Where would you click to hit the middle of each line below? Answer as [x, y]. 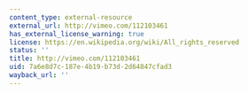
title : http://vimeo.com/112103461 [75, 58]
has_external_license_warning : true [77, 34]
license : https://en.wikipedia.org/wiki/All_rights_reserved [124, 42]
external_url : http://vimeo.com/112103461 [89, 26]
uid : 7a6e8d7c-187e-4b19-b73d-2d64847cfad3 [91, 67]
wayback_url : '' [39, 75]
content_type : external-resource [71, 17]
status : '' [29, 50]
